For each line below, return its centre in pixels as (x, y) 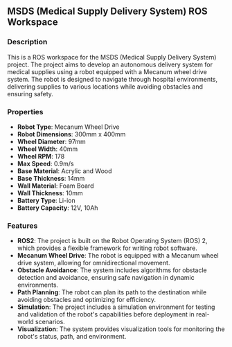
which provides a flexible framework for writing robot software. (107, 248)
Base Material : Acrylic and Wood (64, 171)
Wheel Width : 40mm (47, 149)
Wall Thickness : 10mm (50, 193)
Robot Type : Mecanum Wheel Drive (68, 127)
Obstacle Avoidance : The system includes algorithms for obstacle (112, 270)
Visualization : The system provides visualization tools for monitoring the (121, 329)
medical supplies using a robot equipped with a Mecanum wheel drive (107, 71)
